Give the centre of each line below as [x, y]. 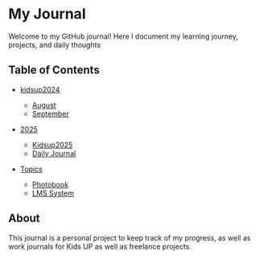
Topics [31, 169]
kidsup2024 [40, 89]
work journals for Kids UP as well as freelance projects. [100, 246]
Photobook [50, 184]
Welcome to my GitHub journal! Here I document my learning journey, [123, 36]
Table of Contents [54, 70]
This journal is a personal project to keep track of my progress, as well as [129, 237]
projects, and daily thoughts [55, 44]
